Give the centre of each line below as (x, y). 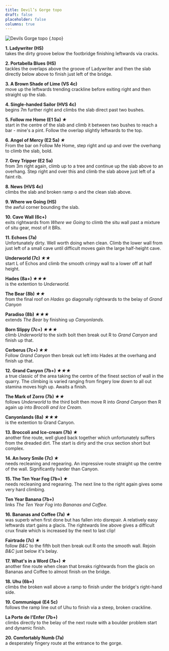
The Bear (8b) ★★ (25, 294)
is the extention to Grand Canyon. (40, 422)
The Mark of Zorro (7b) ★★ (35, 397)
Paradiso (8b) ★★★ (27, 315)
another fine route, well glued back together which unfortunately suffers (80, 438)
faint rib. (14, 177)
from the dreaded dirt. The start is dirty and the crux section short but (78, 443)
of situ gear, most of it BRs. (33, 228)
